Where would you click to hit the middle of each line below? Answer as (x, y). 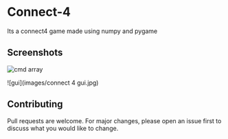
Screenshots (35, 53)
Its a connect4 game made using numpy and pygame (82, 31)
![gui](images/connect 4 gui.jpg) (53, 83)
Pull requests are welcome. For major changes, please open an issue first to (114, 120)
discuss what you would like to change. (63, 128)
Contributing (35, 104)
